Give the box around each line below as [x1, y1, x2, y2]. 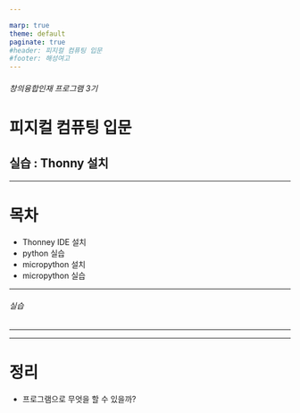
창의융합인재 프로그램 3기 [9, 82, 98, 94]
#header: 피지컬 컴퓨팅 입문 [9, 46, 103, 55]
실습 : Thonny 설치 [9, 156, 109, 171]
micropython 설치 [21, 258, 87, 269]
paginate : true [9, 38, 66, 46]
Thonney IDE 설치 [21, 236, 87, 247]
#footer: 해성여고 [9, 55, 71, 63]
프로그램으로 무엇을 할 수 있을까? [21, 393, 137, 404]
